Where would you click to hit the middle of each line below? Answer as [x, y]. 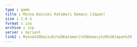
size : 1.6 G [19, 19]
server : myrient [23, 32]
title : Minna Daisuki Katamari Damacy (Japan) [55, 14]
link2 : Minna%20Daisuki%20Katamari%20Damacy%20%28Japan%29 [69, 37]
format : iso [19, 23]
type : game [17, 10]
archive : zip [20, 28]
